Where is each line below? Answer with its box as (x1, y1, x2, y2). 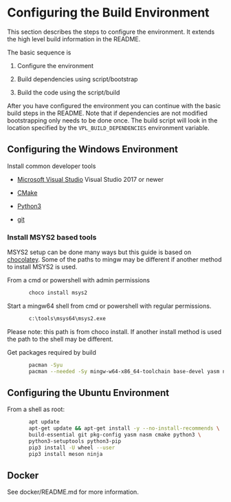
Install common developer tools (7, 162, 96, 170)
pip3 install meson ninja (28, 450, 103, 457)
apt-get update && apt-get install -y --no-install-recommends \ (28, 425, 220, 432)
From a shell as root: (7, 405, 65, 414)
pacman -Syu (28, 362, 63, 368)
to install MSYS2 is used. (7, 263, 78, 271)
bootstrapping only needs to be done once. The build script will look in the (7, 116, 218, 125)
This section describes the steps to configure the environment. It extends (7, 28, 215, 36)
